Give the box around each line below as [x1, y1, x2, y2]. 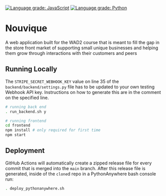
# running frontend [5, 118, 47, 123]
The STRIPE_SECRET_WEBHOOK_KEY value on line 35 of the [5, 78, 119, 84]
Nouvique [5, 23, 48, 34]
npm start [5, 133, 26, 138]
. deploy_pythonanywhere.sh [5, 186, 65, 191]
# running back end [5, 104, 47, 109]
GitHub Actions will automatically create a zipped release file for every [5, 160, 152, 166]
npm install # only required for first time [5, 127, 101, 133]
